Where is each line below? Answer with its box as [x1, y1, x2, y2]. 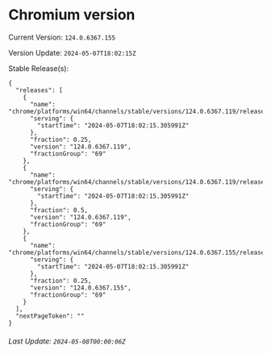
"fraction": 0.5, [29, 206, 89, 214]
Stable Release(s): [8, 63, 69, 73]
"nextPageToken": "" [15, 312, 85, 320]
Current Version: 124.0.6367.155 [8, 32, 116, 42]
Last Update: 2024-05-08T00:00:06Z [8, 336, 127, 346]
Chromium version [8, 6, 135, 24]
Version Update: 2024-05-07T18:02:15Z [8, 48, 136, 57]
